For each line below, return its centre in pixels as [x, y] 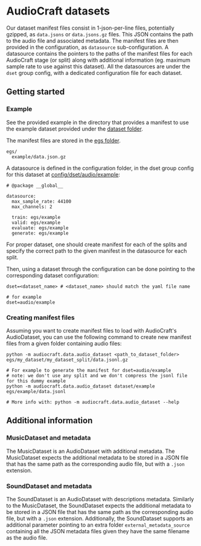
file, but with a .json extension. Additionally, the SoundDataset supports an [100, 518]
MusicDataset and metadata [49, 438]
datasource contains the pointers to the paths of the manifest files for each [99, 53]
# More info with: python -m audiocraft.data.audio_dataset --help [93, 402]
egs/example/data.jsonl [36, 391]
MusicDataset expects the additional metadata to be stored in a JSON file [97, 457]
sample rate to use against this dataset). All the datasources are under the [98, 66]
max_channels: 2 [32, 207]
